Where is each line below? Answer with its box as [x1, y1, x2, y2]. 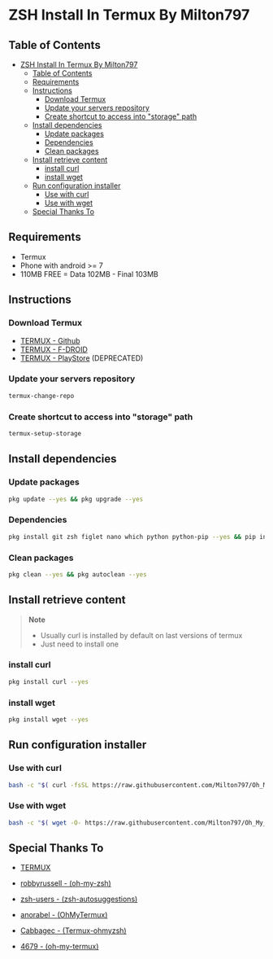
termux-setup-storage [8, 429, 82, 437]
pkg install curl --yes [8, 677, 89, 685]
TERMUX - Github [19, 335, 80, 345]
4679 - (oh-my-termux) [19, 942, 99, 952]
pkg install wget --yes [8, 716, 89, 724]
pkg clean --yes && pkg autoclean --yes [8, 570, 148, 579]
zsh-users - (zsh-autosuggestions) [19, 894, 138, 904]
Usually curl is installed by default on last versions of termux [40, 630, 243, 640]
